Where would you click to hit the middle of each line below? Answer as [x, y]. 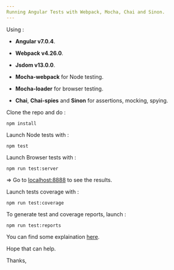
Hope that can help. [31, 249]
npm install [21, 123]
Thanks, [16, 260]
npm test [17, 146]
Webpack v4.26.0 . [39, 53]
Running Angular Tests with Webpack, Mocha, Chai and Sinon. [86, 12]
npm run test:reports [34, 225]
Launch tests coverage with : [43, 192]
